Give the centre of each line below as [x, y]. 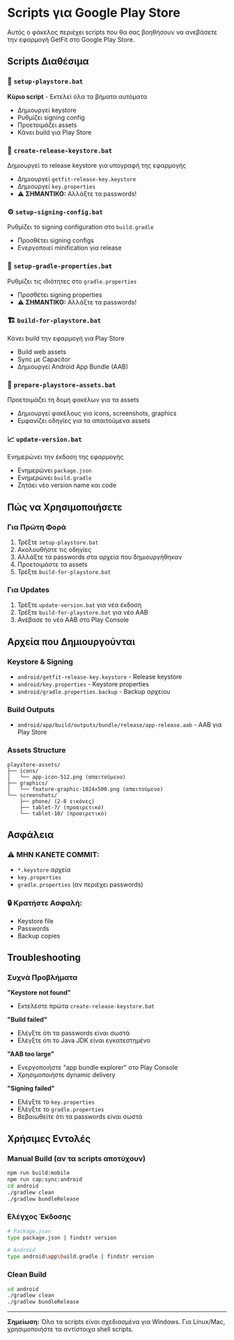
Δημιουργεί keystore [47, 110]
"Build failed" [27, 1019]
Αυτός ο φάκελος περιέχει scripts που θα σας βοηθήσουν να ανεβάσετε [112, 32]
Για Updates [29, 590]
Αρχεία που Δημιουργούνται [71, 641]
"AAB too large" [31, 1054]
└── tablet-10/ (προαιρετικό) [64, 813]
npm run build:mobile [39, 1173]
